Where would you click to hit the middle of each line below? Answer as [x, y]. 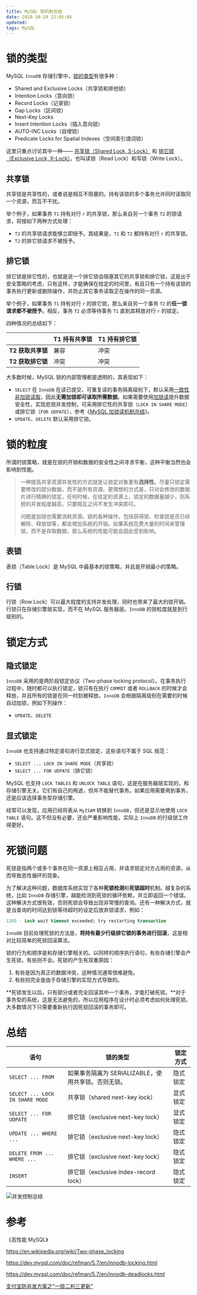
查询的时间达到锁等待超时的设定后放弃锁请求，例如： [80, 910]
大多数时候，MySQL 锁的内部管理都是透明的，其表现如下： [77, 377]
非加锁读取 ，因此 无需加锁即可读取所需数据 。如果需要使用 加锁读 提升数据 [102, 397]
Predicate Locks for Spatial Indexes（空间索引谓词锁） [80, 139]
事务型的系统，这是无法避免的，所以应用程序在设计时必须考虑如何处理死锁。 [98, 1000]
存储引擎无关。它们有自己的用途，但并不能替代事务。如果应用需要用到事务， [98, 791]
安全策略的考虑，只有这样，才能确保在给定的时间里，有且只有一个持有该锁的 [98, 283]
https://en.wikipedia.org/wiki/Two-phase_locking [65, 1251]
